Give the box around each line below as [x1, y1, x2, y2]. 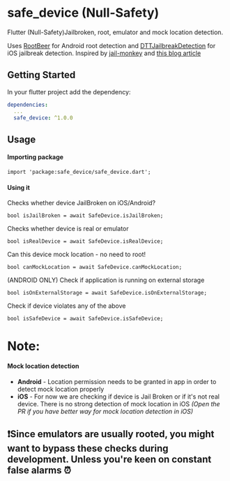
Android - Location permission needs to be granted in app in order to [17, 377, 217, 385]
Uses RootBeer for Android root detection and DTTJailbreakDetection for [7, 41, 216, 50]
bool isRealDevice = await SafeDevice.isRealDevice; [7, 238, 164, 245]
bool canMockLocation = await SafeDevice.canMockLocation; [7, 264, 183, 271]
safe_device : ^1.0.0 [13, 114, 73, 121]
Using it [7, 183, 30, 191]
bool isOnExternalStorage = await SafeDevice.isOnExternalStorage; [7, 290, 208, 297]
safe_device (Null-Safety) [7, 5, 160, 21]
